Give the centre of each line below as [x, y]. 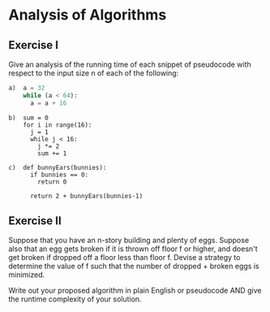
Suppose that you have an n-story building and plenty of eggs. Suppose [129, 240]
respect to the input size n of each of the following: [94, 73]
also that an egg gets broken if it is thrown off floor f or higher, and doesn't [133, 249]
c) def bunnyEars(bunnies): [58, 167]
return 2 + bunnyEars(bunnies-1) [86, 196]
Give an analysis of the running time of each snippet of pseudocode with [130, 64]
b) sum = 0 [28, 118]
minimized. [27, 275]
